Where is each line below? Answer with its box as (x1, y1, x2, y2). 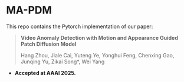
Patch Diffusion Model (20, 40, 77, 47)
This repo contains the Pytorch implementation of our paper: (6, 23, 153, 30)
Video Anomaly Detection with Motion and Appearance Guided (20, 34, 179, 41)
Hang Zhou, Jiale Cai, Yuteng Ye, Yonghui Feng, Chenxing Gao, (20, 52, 175, 59)
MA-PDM (6, 4, 52, 17)
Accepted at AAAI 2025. (14, 69, 76, 76)
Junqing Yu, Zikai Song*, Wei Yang (20, 58, 105, 65)
